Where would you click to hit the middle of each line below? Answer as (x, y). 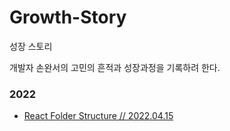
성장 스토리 (31, 46)
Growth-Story (68, 17)
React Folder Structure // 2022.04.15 (98, 116)
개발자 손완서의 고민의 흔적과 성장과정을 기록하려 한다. (115, 67)
